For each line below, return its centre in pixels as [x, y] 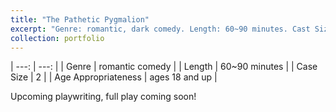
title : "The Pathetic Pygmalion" [80, 19]
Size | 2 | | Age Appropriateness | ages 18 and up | [114, 77]
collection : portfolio [57, 38]
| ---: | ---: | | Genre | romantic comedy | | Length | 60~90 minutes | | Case [164, 67]
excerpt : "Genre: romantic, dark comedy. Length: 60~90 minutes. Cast [160, 29]
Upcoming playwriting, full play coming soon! [103, 97]
